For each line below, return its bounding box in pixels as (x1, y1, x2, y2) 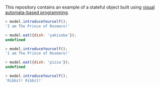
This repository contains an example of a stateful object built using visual (5, 4, 155, 10)
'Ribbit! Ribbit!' (5, 78, 43, 83)
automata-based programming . (5, 9, 70, 15)
